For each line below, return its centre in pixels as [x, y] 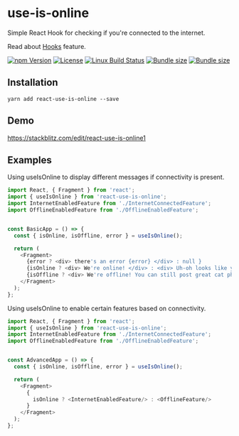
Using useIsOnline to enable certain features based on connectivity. [107, 308]
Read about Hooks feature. [47, 46]
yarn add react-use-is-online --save [63, 99]
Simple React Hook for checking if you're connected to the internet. [106, 33]
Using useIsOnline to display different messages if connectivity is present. [116, 177]
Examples [30, 160]
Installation [33, 83]
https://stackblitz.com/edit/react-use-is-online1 [76, 138]
